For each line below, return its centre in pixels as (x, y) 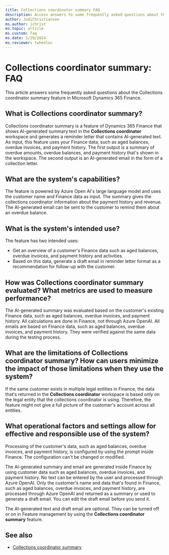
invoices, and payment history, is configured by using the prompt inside (79, 452)
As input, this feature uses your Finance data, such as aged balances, (77, 142)
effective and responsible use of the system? (77, 434)
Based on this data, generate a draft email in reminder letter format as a (87, 261)
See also (19, 535)
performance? (28, 298)
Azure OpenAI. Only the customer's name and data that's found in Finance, (83, 483)
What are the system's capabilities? (63, 179)
